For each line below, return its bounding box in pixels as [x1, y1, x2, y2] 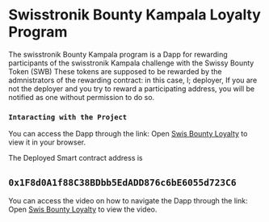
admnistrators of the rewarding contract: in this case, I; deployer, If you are [8, 75, 258, 85]
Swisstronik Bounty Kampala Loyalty [8, 6, 261, 24]
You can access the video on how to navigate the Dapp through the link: [8, 196, 248, 206]
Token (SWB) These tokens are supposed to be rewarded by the [8, 66, 222, 76]
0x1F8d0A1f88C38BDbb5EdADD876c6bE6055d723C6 [8, 176, 237, 188]
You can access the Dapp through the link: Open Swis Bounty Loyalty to [8, 129, 248, 139]
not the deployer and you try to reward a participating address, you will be [8, 83, 255, 94]
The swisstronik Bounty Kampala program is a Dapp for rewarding [8, 49, 228, 59]
